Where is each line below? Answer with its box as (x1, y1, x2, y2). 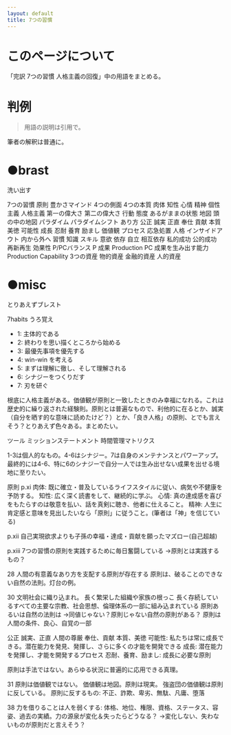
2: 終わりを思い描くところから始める (16, 338, 122, 346)
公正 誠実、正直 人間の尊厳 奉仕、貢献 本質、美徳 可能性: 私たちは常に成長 (7, 634, 218, 642)
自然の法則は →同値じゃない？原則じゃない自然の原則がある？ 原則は (25, 610, 221, 619)
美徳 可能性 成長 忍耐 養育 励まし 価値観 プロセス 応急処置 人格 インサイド (7, 227, 217, 235)
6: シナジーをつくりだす (16, 373, 85, 381)
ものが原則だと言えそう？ (12, 721, 86, 729)
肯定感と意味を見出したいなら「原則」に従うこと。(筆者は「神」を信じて (7, 509, 214, 517)
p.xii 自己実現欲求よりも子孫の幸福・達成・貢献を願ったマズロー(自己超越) (7, 532, 218, 541)
